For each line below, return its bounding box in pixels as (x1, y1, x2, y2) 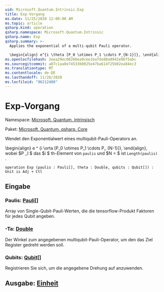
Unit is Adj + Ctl (5, 169, 42, 174)
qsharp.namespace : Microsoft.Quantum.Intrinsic (5, 30, 104, 35)
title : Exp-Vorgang (5, 12, 45, 17)
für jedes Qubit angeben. (5, 213, 55, 219)
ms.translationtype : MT (5, 66, 54, 71)
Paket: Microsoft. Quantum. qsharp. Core (5, 126, 88, 132)
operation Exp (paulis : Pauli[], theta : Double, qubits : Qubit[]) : (5, 165, 154, 170)
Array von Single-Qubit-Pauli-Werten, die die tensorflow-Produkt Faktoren (5, 208, 155, 214)
